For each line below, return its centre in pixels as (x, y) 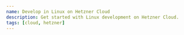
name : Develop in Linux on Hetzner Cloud (58, 12)
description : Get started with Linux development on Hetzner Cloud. (93, 17)
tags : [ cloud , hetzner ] (36, 23)
